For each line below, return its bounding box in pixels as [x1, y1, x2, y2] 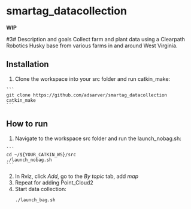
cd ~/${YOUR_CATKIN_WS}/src [6, 152, 77, 157]
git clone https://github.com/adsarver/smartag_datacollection [6, 92, 168, 98]
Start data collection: [14, 185, 67, 192]
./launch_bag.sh [14, 196, 56, 203]
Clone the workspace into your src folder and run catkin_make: [14, 75, 171, 82]
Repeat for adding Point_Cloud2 [14, 178, 94, 186]
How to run [6, 119, 48, 129]
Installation [6, 59, 49, 69]
